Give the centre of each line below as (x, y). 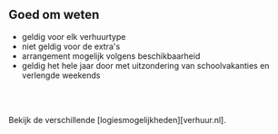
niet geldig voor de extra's (71, 46)
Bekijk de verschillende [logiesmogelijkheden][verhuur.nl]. (117, 120)
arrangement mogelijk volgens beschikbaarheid (111, 56)
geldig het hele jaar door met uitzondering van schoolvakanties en (145, 65)
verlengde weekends (61, 75)
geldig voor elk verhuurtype (74, 36)
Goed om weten (54, 15)
